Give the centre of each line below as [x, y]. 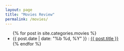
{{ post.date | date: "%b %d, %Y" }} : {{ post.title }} [66, 38]
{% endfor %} [27, 44]
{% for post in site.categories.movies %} [54, 33]
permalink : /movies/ [27, 19]
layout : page [19, 10]
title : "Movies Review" [30, 14]
